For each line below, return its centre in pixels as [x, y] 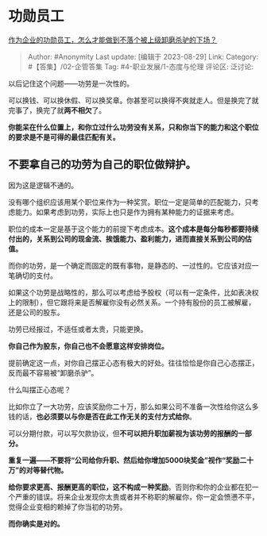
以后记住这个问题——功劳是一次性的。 [71, 83]
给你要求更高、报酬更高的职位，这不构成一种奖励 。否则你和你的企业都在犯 [130, 487]
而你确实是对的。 [36, 523]
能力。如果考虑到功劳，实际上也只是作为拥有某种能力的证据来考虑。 [126, 212]
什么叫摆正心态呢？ [40, 389]
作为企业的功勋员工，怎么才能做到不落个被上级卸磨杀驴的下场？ [112, 40]
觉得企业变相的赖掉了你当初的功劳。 [68, 507]
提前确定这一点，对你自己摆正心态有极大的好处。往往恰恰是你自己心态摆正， [133, 363]
